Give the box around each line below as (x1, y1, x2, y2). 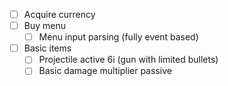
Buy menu (23, 20, 67, 32)
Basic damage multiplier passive (38, 65, 172, 77)
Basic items (23, 42, 72, 54)
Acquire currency (23, 9, 96, 20)
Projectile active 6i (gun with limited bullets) (38, 54, 219, 66)
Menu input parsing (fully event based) (38, 31, 199, 43)
